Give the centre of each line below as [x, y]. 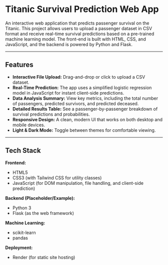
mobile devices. [29, 125]
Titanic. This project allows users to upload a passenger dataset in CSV [79, 28]
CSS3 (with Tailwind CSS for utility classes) [57, 178]
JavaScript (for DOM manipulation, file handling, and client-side [78, 183]
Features [19, 65]
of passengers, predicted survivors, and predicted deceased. [75, 103]
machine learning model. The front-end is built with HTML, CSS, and [75, 39]
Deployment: [19, 247]
